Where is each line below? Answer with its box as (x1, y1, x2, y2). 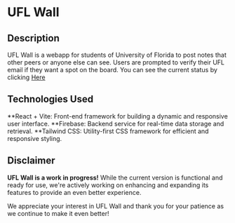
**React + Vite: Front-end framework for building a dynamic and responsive (7, 111, 228, 120)
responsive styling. (7, 134, 62, 142)
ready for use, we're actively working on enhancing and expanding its (7, 180, 209, 189)
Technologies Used (7, 93, 93, 105)
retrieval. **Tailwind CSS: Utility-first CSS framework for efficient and (7, 127, 209, 135)
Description (7, 32, 60, 44)
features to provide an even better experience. (7, 188, 142, 196)
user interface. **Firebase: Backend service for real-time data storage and (7, 119, 224, 128)
